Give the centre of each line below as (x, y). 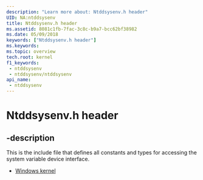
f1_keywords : (23, 63)
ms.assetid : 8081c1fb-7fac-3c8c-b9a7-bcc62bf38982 (72, 29)
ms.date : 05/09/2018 (33, 35)
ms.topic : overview (31, 52)
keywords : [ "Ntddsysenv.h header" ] (51, 40)
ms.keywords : (23, 46)
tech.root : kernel (29, 57)
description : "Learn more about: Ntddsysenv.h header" (77, 12)
